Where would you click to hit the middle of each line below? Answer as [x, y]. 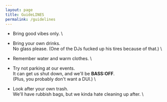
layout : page [19, 10]
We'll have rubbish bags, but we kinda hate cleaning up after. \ [78, 94]
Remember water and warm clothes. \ [52, 59]
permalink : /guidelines [31, 19]
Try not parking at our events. [44, 68]
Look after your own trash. [40, 89]
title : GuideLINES [25, 15]
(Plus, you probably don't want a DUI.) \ [54, 79]
